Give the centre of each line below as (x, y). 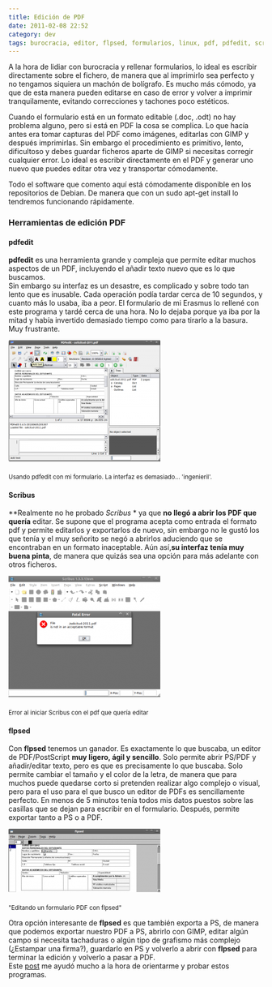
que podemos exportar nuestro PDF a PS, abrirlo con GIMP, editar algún (128, 932)
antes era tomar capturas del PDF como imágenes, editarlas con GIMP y (129, 135)
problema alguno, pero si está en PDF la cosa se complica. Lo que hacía (129, 126)
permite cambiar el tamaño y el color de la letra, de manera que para (123, 775)
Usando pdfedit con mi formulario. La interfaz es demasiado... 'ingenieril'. (110, 477)
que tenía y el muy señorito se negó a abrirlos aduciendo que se (115, 539)
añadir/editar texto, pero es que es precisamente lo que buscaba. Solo (125, 766)
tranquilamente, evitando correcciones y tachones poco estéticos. (119, 101)
